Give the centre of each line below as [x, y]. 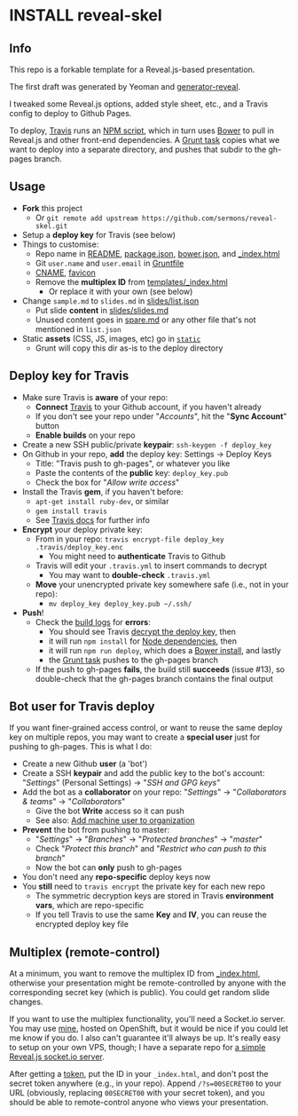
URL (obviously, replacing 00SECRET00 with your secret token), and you [137, 1093]
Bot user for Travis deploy [82, 707]
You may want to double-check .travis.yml [129, 574]
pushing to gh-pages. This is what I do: [81, 747]
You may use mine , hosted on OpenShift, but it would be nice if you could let [149, 1029]
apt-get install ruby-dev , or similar [102, 501]
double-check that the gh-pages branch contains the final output [154, 678]
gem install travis [71, 511]
